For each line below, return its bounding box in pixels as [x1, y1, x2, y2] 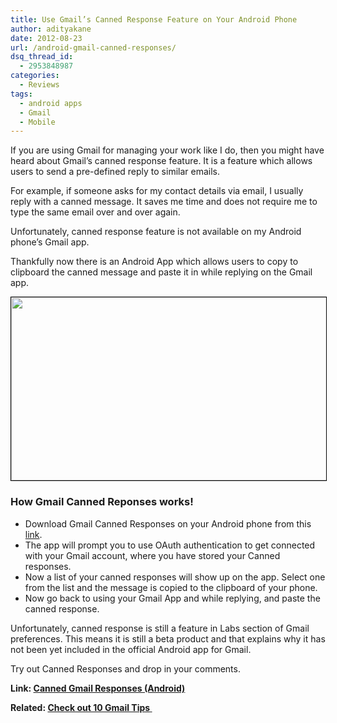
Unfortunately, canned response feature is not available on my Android [10, 226, 302, 238]
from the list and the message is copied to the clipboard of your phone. [24, 581, 318, 593]
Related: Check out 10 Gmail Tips [10, 701, 151, 713]
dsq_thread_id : [10, 52, 74, 62]
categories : [10, 71, 60, 81]
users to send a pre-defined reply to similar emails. [10, 166, 220, 178]
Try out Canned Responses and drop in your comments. [10, 662, 241, 675]
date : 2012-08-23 [10, 33, 83, 43]
